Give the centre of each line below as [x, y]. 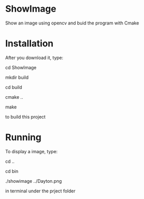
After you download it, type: [34, 58]
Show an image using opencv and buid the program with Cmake [72, 23]
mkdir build [17, 77]
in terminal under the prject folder [40, 191]
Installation [29, 44]
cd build [14, 87]
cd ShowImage [21, 67]
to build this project [25, 117]
